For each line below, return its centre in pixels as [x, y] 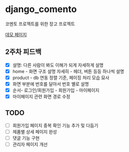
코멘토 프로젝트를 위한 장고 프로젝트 [40, 24]
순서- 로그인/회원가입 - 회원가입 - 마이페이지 [56, 90]
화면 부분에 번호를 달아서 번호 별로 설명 [51, 84]
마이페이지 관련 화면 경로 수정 [41, 97]
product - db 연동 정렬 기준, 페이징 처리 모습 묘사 [61, 78]
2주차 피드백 [23, 52]
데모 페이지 [16, 34]
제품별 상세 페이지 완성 [35, 132]
